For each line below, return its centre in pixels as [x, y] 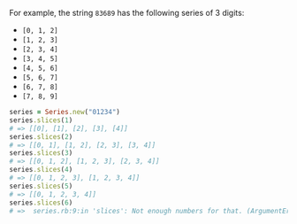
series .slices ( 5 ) [41, 186]
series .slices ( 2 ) [41, 136]
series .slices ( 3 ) [41, 153]
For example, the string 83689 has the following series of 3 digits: [127, 13]
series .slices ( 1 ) [41, 120]
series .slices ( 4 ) [41, 170]
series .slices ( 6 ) [41, 203]
